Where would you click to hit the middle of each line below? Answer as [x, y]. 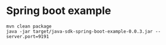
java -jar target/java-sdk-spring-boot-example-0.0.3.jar [79, 31]
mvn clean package [29, 26]
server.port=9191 [28, 36]
